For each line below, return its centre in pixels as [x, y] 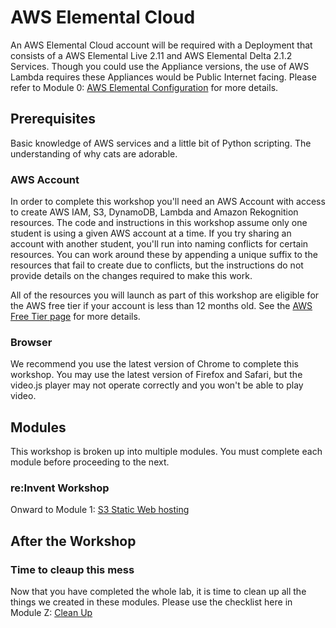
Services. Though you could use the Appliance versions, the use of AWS [160, 66]
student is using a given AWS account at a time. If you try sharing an [151, 233]
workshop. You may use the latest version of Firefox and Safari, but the [156, 375]
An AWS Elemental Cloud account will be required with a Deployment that [161, 45]
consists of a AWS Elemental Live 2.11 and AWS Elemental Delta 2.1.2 [151, 55]
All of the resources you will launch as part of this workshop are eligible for [165, 295]
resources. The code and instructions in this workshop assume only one [159, 223]
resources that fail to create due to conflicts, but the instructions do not [157, 265]
